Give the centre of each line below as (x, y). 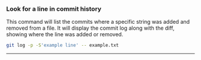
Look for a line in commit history (54, 9)
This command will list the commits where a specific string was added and (98, 22)
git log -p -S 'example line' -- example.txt (63, 45)
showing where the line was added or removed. (65, 34)
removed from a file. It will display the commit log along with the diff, (90, 28)
